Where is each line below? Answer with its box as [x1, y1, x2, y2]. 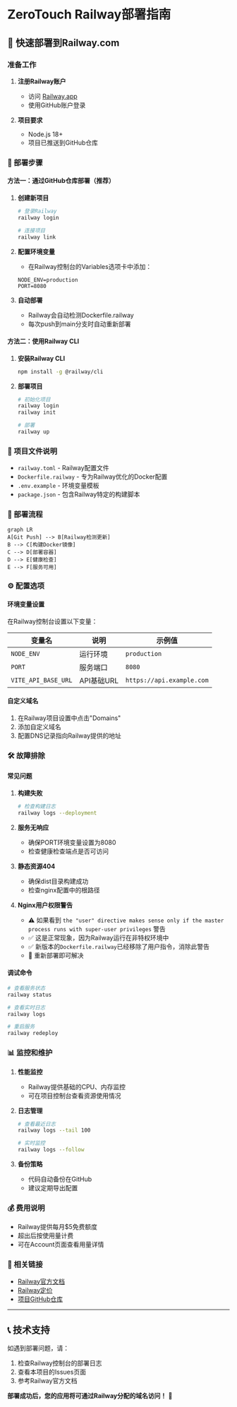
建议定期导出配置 [28, 1184, 78, 1192]
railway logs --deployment [17, 809, 97, 816]
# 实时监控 [17, 1139, 46, 1147]
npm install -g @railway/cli [17, 368, 104, 375]
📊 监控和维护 [7, 1048, 53, 1058]
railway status [7, 991, 52, 998]
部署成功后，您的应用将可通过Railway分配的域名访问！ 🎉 [7, 1391, 173, 1400]
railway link [17, 234, 56, 241]
